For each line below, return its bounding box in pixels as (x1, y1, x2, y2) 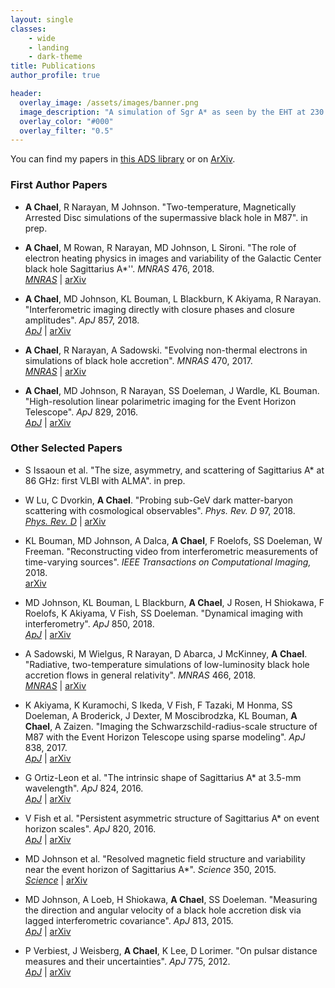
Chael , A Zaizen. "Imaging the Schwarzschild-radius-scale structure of (24, 720, 318, 732)
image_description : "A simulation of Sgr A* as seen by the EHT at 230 (19, 107, 325, 117)
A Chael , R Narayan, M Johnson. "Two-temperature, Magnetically (24, 201, 297, 213)
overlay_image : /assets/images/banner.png (19, 97, 199, 108)
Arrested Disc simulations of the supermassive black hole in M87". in (24, 211, 308, 223)
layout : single (10, 14, 74, 25)
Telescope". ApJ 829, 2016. (24, 406, 139, 418)
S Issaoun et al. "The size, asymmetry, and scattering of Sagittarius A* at (24, 464, 325, 476)
